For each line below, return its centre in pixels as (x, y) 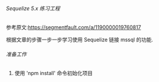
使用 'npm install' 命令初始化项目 (54, 73)
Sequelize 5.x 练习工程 (33, 8)
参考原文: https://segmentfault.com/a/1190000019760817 (74, 27)
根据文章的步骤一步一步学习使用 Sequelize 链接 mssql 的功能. (79, 40)
